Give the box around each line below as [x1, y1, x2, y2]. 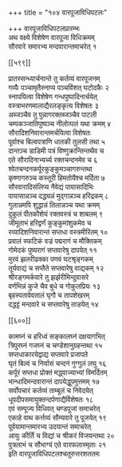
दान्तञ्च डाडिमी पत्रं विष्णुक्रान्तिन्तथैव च [8, 146, 104, 156]
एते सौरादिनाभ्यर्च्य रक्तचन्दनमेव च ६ [8, 155, 98, 164]
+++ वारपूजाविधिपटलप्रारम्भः [8, 24, 81, 33]
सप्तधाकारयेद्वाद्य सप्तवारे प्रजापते [8, 350, 89, 359]
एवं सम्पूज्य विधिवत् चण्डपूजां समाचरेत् [8, 404, 100, 413]
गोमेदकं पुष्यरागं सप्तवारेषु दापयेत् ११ [8, 246, 97, 254]
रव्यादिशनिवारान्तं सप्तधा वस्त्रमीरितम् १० [8, 227, 108, 237]
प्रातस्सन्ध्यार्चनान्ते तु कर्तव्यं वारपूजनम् [8, 74, 100, 83]
